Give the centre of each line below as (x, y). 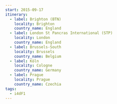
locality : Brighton (34, 24)
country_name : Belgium (38, 56)
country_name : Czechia (38, 84)
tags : (11, 89)
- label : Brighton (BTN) (35, 19)
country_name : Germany (38, 70)
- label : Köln (24, 61)
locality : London (32, 38)
